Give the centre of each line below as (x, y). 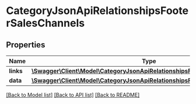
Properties (26, 45)
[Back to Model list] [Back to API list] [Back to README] (73, 95)
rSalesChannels (45, 23)
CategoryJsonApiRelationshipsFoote (97, 11)
